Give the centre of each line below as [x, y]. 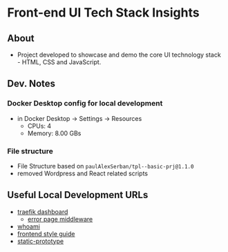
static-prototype [40, 241]
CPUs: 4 [39, 126]
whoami [28, 226]
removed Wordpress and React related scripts [83, 173]
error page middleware [60, 219]
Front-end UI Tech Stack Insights [103, 13]
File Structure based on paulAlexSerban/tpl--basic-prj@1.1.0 [105, 166]
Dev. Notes [31, 84]
